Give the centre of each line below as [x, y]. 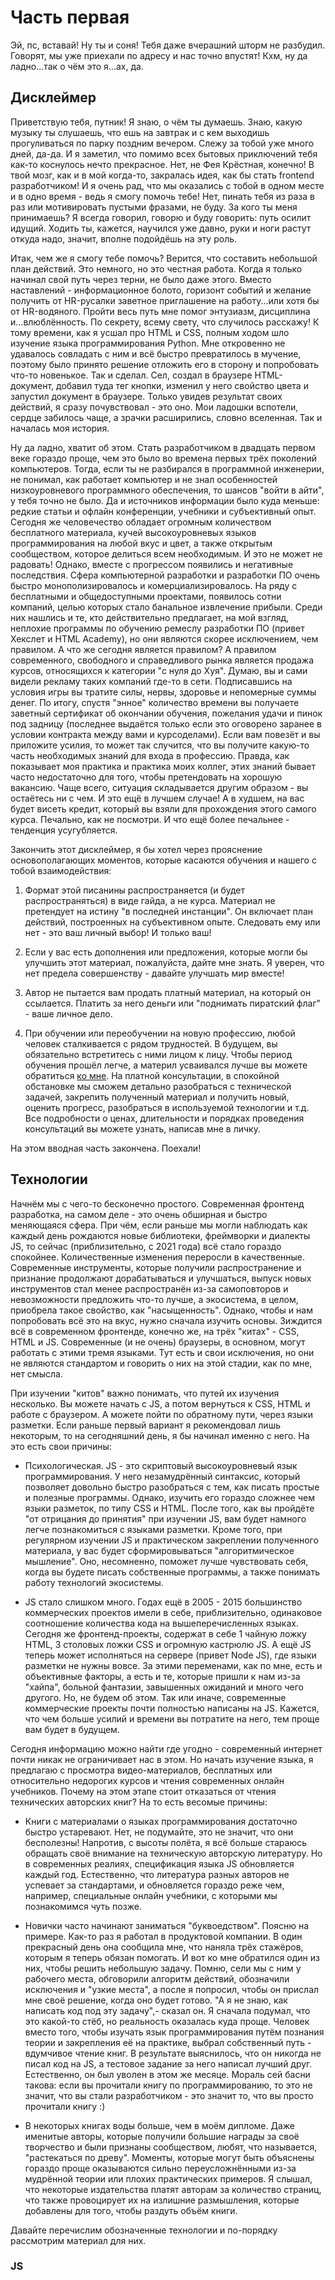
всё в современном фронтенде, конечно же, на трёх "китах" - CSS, [155, 1331]
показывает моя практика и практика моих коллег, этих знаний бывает [163, 766]
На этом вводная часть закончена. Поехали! [106, 1148]
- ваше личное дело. [68, 1013]
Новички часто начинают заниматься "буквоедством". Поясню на [167, 1925]
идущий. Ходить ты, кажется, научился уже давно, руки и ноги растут [161, 228]
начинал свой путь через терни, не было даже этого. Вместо [141, 279]
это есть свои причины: [61, 1446]
